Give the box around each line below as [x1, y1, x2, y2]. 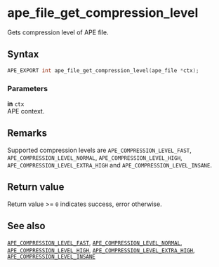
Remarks [7, 128, 48, 139]
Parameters [7, 83, 48, 93]
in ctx [7, 100, 25, 108]
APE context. [7, 107, 45, 115]
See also [7, 219, 46, 232]
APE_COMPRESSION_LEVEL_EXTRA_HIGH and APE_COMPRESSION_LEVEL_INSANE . [7, 160, 213, 169]
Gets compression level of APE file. [7, 28, 109, 36]
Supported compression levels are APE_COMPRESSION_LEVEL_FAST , [7, 146, 192, 154]
